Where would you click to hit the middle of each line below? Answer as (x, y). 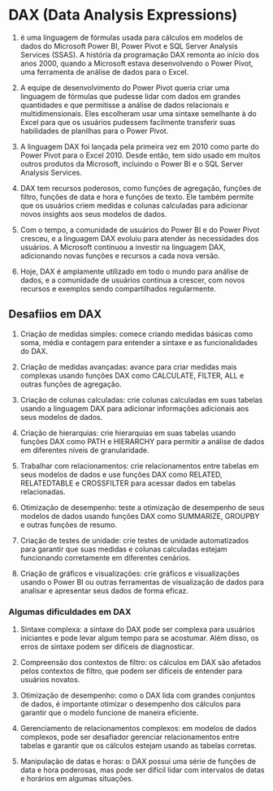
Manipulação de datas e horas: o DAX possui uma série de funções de (138, 762)
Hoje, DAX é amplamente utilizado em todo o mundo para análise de (134, 271)
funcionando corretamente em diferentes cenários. (106, 557)
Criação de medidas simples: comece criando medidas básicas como (136, 334)
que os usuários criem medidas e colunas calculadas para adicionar (134, 205)
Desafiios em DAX (55, 314)
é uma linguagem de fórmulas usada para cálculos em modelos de (132, 37)
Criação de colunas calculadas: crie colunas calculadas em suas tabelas (141, 400)
